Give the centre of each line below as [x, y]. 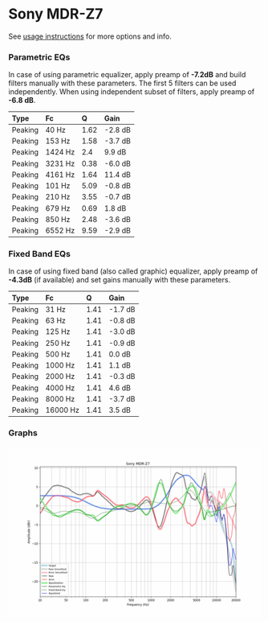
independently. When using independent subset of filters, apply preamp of [132, 92]
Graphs [23, 433]
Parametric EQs [39, 57]
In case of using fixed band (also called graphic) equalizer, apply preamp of [133, 271]
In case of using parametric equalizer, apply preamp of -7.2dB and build [127, 75]
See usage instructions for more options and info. [90, 36]
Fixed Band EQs [39, 253]
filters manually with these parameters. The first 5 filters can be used [122, 83]
